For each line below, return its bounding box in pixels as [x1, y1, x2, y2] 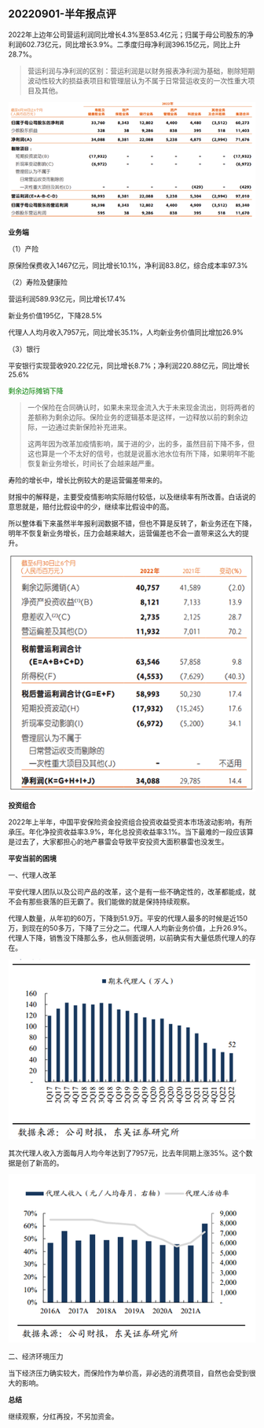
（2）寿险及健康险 [8, 277, 68, 287]
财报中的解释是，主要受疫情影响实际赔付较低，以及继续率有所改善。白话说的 [8, 492, 256, 501]
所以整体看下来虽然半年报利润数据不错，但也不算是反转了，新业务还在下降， [8, 519, 256, 528]
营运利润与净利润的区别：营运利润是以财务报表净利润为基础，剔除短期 [27, 66, 255, 75]
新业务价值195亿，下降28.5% [8, 311, 103, 321]
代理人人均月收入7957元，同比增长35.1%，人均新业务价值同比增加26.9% [8, 328, 244, 337]
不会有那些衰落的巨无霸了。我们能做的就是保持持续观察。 [8, 897, 194, 906]
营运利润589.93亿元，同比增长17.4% [8, 294, 126, 304]
